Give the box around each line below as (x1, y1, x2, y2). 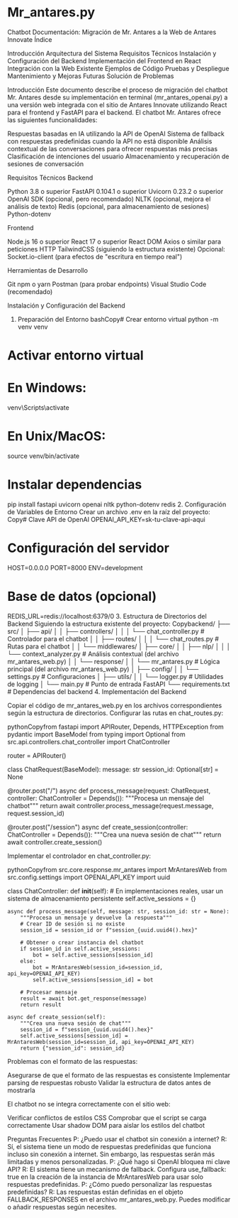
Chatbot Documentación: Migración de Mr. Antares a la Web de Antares (7, 28, 217, 36)
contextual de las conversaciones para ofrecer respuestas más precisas (7, 144, 218, 153)
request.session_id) (7, 809, 65, 817)
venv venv (17, 322, 48, 331)
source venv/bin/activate (7, 452, 80, 460)
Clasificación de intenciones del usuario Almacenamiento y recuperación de (7, 152, 229, 161)
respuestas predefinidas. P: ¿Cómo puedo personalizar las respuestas (7, 1180, 212, 1188)
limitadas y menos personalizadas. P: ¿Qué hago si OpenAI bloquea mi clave (7, 1157, 230, 1165)
